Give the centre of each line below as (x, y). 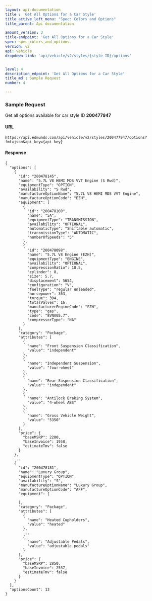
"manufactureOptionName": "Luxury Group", (63, 485)
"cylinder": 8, (43, 272)
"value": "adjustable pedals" (58, 546)
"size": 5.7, (41, 276)
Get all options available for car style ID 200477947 (58, 115)
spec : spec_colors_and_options (37, 42)
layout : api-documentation (33, 10)
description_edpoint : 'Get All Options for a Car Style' (65, 74)
